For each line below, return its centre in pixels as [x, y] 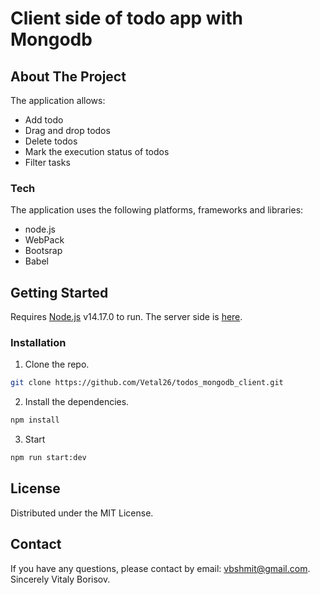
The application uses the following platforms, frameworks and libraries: [157, 210]
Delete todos [51, 141]
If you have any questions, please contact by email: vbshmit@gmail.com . [160, 568]
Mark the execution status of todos [97, 151]
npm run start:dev [48, 458]
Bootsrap [43, 251]
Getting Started [59, 292]
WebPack [44, 240]
